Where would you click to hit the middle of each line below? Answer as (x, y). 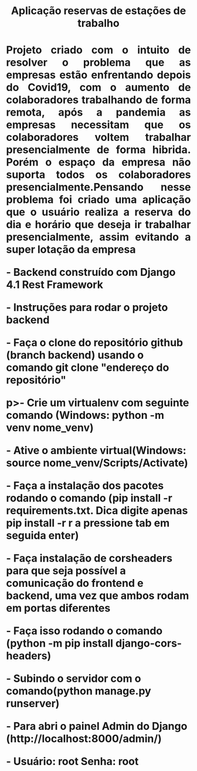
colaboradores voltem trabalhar (98, 138)
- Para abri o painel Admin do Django (97, 726)
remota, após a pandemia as (98, 112)
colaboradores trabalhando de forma (98, 100)
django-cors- (149, 643)
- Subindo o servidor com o (74, 679)
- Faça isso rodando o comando (84, 631)
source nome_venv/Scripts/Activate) (97, 463)
